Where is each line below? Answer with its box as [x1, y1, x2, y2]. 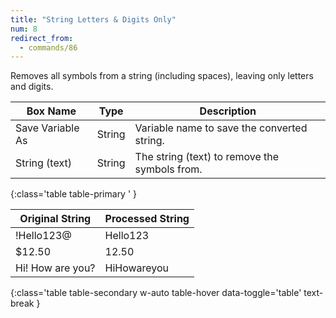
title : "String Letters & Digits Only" [10, 14, 177, 25]
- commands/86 [19, 42, 78, 53]
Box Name [26, 104, 77, 118]
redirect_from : [10, 33, 74, 43]
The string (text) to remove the [134, 150, 280, 164]
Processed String [104, 212, 190, 226]
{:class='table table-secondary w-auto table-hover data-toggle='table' [10, 287, 302, 299]
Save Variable [15, 121, 80, 135]
